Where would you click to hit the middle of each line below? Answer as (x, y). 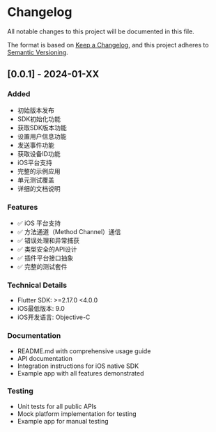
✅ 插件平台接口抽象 (45, 258)
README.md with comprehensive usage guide (84, 351)
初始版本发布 (36, 110)
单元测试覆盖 (36, 180)
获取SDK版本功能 (42, 128)
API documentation (45, 358)
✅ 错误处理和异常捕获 (48, 240)
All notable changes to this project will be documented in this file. (101, 31)
